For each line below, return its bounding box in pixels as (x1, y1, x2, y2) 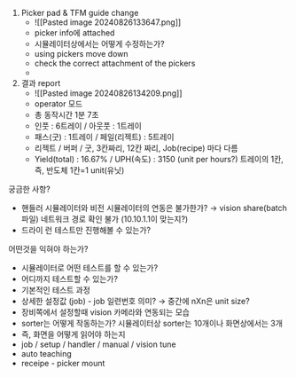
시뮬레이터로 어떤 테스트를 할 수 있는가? (20, 263, 159, 273)
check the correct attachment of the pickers (34, 58, 196, 68)
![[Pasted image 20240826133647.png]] (34, 17, 182, 27)
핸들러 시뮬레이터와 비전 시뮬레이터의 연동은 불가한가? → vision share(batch (20, 203, 287, 213)
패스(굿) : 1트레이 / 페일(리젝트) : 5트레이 (34, 132, 175, 142)
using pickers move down (34, 49, 129, 59)
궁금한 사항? (8, 184, 51, 194)
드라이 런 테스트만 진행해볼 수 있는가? (20, 225, 152, 235)
